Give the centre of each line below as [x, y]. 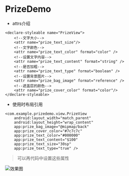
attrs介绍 [21, 23]
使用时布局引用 [27, 104]
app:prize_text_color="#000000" [47, 135]
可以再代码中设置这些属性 [43, 158]
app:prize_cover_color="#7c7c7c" [48, 131]
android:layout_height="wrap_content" [54, 122]
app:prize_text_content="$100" [46, 139]
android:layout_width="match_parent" [53, 118]
